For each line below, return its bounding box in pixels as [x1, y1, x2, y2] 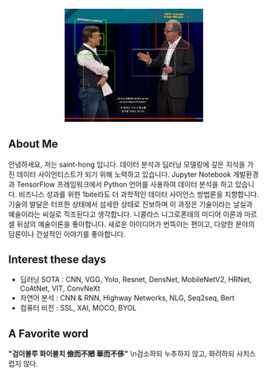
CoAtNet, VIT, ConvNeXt [19, 284, 101, 293]
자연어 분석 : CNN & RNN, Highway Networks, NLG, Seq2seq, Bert [19, 293, 235, 303]
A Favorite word [8, 327, 89, 340]
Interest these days [8, 253, 106, 267]
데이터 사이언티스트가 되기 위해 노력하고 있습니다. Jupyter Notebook [16, 169, 231, 179]
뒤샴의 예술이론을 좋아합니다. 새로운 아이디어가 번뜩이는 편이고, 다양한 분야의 [16, 219, 255, 229]
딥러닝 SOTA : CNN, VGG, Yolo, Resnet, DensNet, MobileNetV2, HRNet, [19, 275, 253, 284]
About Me [8, 137, 58, 151]
